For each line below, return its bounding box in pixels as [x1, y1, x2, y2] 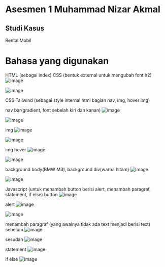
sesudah [5, 236, 23, 243]
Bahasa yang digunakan [5, 55, 109, 67]
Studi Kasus [5, 24, 45, 33]
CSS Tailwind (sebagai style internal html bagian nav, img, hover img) [5, 97, 150, 103]
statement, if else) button [5, 191, 58, 197]
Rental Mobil [5, 37, 31, 43]
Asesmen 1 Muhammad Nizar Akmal [5, 4, 161, 15]
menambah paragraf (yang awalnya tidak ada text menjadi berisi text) [5, 221, 151, 227]
